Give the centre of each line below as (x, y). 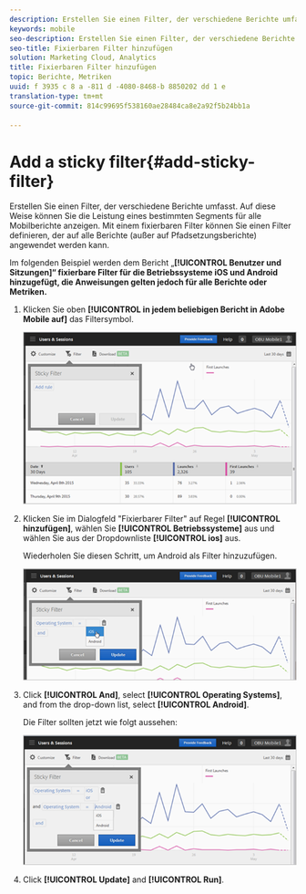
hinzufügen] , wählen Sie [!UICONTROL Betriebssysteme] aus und (148, 528)
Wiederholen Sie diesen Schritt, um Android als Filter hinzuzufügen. (150, 556)
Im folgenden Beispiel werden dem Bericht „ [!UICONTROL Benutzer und (146, 263)
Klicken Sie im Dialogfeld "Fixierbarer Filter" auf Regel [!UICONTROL (151, 518)
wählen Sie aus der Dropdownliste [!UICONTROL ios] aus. (132, 537)
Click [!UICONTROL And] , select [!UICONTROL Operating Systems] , (152, 695)
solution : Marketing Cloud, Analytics (83, 58)
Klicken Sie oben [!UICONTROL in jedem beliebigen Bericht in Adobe (153, 309)
